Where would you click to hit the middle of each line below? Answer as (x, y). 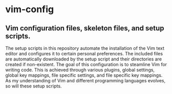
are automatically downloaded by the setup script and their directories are (84, 59)
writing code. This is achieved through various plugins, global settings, (80, 70)
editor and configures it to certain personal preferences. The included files (84, 54)
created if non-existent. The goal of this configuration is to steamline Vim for (86, 64)
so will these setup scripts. (34, 86)
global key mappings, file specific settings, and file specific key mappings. (84, 75)
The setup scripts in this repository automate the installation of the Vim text (85, 48)
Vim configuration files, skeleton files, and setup (85, 28)
